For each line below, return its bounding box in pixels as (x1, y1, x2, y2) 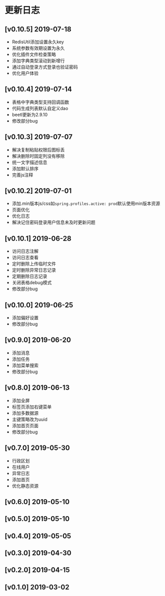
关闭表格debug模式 (11, 280, 52, 286)
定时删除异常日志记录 (11, 267, 56, 273)
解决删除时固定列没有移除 (11, 153, 65, 159)
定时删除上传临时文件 (11, 261, 56, 267)
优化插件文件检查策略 (11, 51, 56, 57)
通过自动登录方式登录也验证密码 (11, 64, 78, 70)
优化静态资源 (11, 483, 38, 489)
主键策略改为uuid (11, 416, 48, 422)
